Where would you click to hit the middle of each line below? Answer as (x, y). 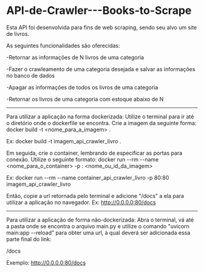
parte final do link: (29, 239)
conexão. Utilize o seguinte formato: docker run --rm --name (83, 159)
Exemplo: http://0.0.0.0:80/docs (46, 262)
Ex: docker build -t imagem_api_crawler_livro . (64, 141)
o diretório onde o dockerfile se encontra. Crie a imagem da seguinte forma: (101, 123)
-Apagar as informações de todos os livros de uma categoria (82, 87)
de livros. (18, 33)
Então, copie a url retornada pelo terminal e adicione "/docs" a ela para (95, 195)
